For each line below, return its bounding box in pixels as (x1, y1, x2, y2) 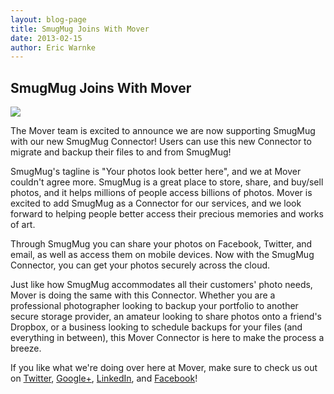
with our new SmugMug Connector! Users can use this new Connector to (10, 136, 312, 148)
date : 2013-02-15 (10, 33, 83, 43)
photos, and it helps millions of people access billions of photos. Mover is (10, 187, 313, 199)
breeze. (10, 342, 42, 355)
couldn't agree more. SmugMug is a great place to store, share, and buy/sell (10, 176, 324, 188)
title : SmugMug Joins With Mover (10, 24, 150, 34)
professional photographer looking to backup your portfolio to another (10, 300, 299, 312)
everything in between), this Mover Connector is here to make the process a (10, 332, 325, 344)
